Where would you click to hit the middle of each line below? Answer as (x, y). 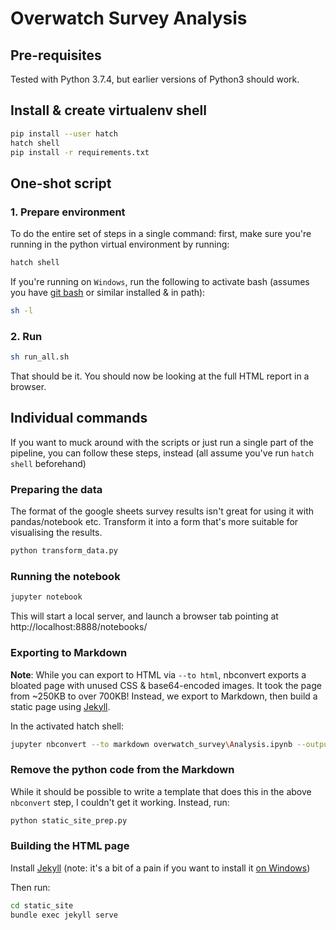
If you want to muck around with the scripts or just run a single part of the (162, 442)
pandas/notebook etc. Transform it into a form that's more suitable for (154, 522)
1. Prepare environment (68, 212)
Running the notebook (65, 576)
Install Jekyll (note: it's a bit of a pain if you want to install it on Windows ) (160, 868)
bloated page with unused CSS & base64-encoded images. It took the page (166, 685)
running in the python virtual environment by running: (120, 244)
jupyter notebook (46, 597)
